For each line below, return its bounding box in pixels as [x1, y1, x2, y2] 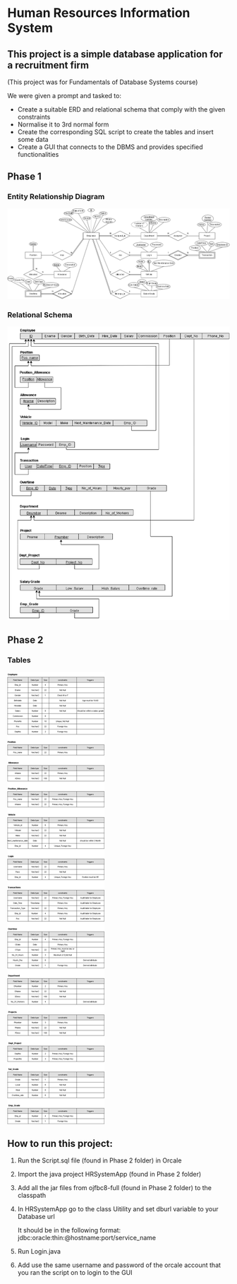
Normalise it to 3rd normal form [17, 120, 109, 129]
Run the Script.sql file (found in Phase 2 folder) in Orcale [17, 1156, 182, 1165]
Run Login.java [17, 1247, 61, 1256]
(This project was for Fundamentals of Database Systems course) [7, 78, 198, 86]
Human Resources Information [7, 5, 190, 21]
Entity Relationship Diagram [7, 192, 105, 202]
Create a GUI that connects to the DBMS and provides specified [17, 143, 203, 151]
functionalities [17, 150, 59, 158]
